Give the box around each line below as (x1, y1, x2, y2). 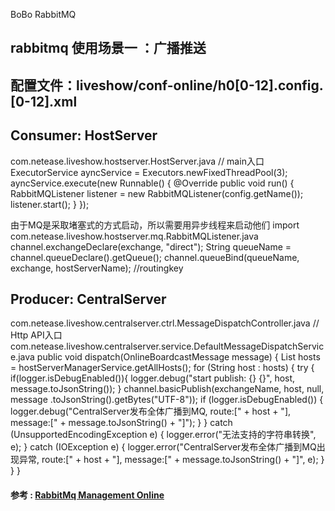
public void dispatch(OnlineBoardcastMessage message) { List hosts (36, 351, 321, 363)
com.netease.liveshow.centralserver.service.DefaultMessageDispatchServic (10, 340, 325, 353)
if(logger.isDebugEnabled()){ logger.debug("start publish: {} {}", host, (10, 372, 296, 384)
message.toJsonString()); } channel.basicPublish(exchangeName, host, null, (10, 383, 325, 395)
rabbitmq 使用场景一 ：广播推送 (10, 40, 207, 57)
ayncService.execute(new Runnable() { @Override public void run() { (10, 177, 295, 189)
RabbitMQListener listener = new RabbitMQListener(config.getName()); (10, 187, 304, 199)
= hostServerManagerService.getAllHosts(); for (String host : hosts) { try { (10, 362, 315, 374)
